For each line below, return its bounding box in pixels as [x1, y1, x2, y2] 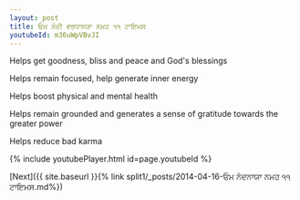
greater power [9, 118, 63, 129]
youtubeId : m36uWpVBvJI [9, 30, 100, 39]
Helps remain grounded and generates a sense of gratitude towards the [9, 109, 279, 120]
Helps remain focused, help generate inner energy [9, 73, 199, 84]
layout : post [9, 13, 59, 23]
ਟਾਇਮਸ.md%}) [9, 182, 64, 193]
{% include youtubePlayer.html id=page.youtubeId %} [9, 153, 212, 164]
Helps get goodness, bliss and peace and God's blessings [9, 56, 228, 67]
